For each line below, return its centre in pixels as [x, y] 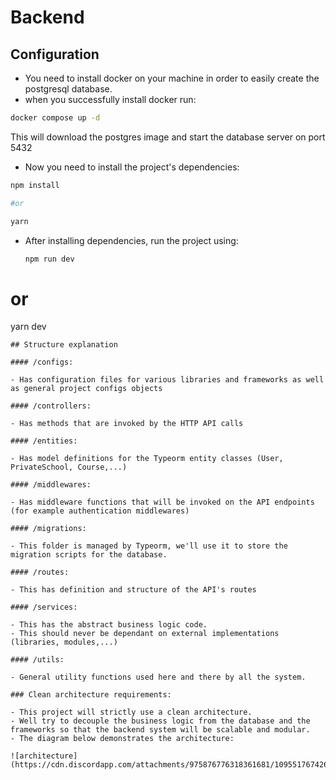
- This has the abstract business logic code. [109, 625]
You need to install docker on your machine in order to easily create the [172, 78]
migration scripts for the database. [89, 555]
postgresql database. [68, 89]
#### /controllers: [51, 406]
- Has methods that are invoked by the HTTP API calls [127, 424]
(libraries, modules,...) [64, 642]
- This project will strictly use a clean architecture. [131, 712]
